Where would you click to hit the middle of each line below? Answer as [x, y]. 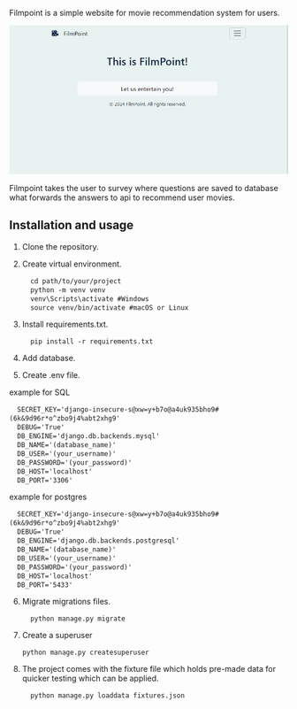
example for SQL [40, 392]
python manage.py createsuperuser [85, 652]
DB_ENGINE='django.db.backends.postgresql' [98, 540]
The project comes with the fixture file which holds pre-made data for [149, 668]
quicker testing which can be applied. [90, 678]
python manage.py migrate [78, 619]
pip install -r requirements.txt [92, 341]
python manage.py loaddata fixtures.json [108, 695]
